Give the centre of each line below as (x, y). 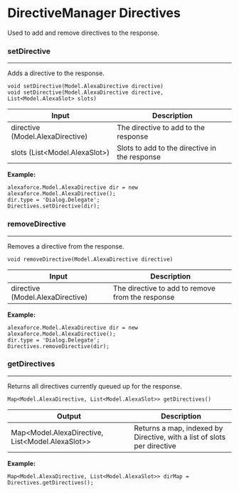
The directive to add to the (161, 128)
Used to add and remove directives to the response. (84, 33)
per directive (155, 445)
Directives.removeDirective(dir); (59, 346)
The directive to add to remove (164, 288)
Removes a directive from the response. (66, 246)
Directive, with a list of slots (180, 437)
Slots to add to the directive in (167, 148)
